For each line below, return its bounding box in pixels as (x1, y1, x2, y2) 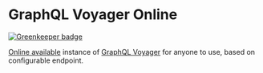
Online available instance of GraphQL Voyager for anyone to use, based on (8, 47, 255, 56)
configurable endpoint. (8, 56, 84, 65)
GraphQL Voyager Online (8, 6, 178, 24)
